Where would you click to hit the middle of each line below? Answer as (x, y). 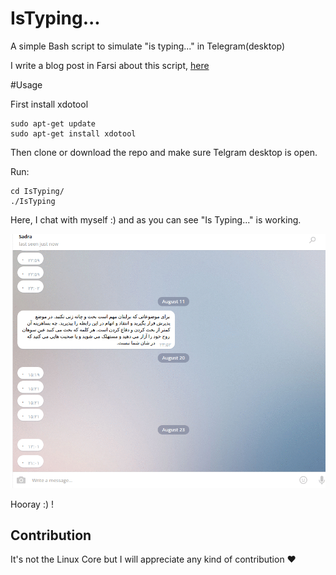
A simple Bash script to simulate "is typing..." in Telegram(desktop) (148, 46)
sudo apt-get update (53, 123)
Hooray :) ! (32, 504)
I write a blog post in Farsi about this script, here (110, 65)
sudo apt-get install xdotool (73, 133)
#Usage (26, 84)
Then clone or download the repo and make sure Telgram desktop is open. (164, 152)
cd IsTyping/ (37, 191)
